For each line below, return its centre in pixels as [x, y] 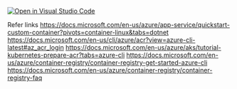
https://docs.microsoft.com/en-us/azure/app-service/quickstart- [135, 25]
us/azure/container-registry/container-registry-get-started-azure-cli [107, 63]
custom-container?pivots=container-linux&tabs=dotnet [88, 32]
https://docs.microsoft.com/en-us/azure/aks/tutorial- [143, 47]
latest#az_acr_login [36, 47]
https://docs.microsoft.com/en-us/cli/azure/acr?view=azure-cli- [101, 40]
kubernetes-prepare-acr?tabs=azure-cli [66, 55]
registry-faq [25, 78]
